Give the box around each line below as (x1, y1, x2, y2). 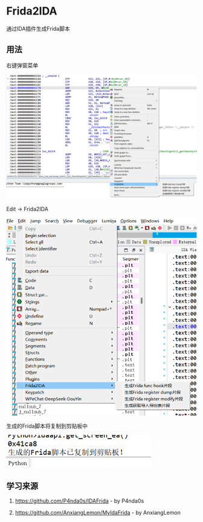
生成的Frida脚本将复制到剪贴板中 (6, 422, 88, 430)
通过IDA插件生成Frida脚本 (6, 25, 71, 32)
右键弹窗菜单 (6, 62, 38, 69)
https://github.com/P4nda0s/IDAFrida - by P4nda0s (14, 497, 144, 504)
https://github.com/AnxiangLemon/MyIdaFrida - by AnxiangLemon (14, 509, 181, 516)
